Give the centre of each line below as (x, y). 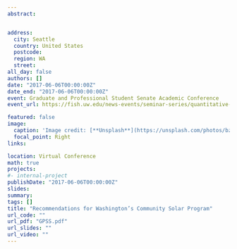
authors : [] (25, 78)
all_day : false (30, 72)
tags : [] (20, 202)
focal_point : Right (42, 137)
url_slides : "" (30, 228)
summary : (20, 195)
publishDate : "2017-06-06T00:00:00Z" (63, 183)
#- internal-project (38, 176)
